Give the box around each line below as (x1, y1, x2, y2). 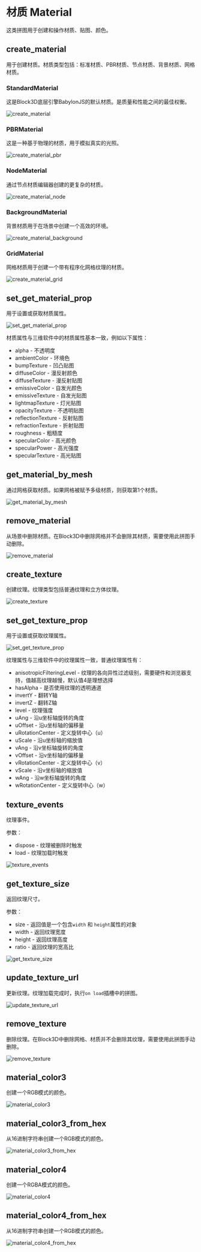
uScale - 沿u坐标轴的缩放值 (14, 736, 83, 744)
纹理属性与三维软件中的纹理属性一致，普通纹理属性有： (6, 657, 143, 664)
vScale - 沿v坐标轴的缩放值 (14, 766, 83, 774)
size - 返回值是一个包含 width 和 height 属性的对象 (14, 921, 137, 928)
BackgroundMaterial (6, 208, 67, 216)
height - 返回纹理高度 (14, 936, 68, 943)
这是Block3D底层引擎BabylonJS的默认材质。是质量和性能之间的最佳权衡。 (6, 98, 190, 106)
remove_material (6, 516, 71, 526)
